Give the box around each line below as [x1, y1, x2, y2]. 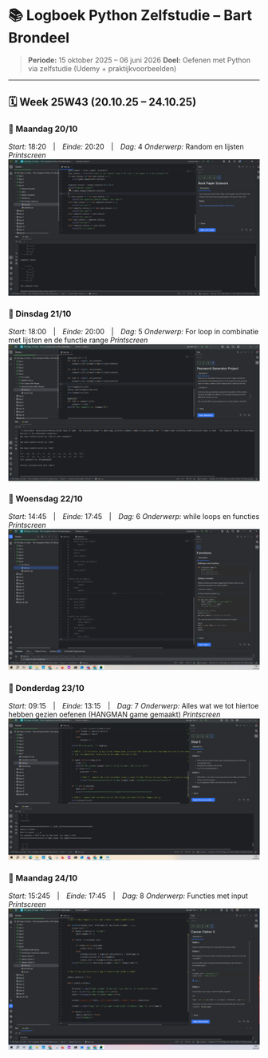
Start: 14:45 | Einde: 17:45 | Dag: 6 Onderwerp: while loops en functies [8, 511, 260, 521]
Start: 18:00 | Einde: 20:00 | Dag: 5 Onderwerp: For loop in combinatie [8, 326, 259, 336]
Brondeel [8, 29, 70, 47]
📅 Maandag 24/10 [8, 872, 78, 884]
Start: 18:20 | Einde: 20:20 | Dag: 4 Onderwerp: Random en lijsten [8, 142, 245, 151]
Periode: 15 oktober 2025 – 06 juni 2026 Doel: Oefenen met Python [27, 55, 251, 65]
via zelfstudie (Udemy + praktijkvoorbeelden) [27, 63, 177, 73]
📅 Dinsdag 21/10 [8, 309, 72, 320]
